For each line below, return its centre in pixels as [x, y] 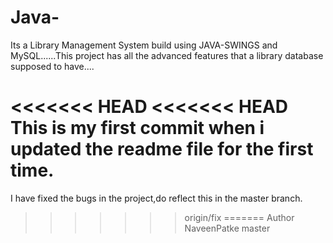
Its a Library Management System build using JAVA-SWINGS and [144, 45]
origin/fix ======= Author [239, 217]
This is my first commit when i [137, 128]
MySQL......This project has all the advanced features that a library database [167, 55]
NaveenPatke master [227, 228]
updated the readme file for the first [162, 149]
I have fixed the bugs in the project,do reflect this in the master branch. [156, 198]
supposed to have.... [52, 66]
